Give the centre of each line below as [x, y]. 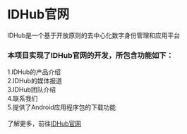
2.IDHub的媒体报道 [35, 81]
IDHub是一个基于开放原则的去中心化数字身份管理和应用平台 [94, 35]
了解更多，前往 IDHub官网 [44, 123]
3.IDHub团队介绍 [32, 90]
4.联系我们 [23, 99]
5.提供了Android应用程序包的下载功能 [62, 107]
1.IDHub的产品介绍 [34, 72]
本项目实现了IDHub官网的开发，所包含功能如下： [91, 55]
